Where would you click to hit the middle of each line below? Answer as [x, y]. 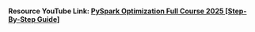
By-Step [22, 19]
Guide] [48, 19]
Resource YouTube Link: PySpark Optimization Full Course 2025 [116, 11]
